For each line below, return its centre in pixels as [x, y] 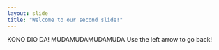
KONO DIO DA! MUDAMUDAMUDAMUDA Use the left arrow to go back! [110, 39]
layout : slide [28, 13]
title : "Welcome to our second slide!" [65, 20]
